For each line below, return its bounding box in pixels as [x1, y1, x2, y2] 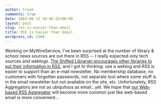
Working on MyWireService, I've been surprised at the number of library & [5, 47, 155, 54]
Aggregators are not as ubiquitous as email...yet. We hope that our [5, 84, 139, 90]
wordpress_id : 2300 [5, 35, 45, 40]
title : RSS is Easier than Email [5, 30, 73, 35]
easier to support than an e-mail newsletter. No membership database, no [5, 68, 154, 74]
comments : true [5, 12, 36, 17]
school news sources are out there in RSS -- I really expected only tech [5, 53, 148, 59]
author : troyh [5, 7, 34, 12]
